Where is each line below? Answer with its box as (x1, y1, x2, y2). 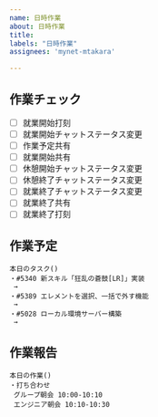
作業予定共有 (22, 141, 71, 151)
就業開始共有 (22, 151, 71, 162)
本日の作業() (9, 371, 52, 381)
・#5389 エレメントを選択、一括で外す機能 (9, 292, 150, 301)
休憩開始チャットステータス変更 (22, 163, 143, 174)
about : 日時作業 (9, 22, 65, 31)
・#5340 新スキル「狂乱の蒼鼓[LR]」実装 (9, 275, 145, 284)
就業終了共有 (22, 197, 71, 208)
